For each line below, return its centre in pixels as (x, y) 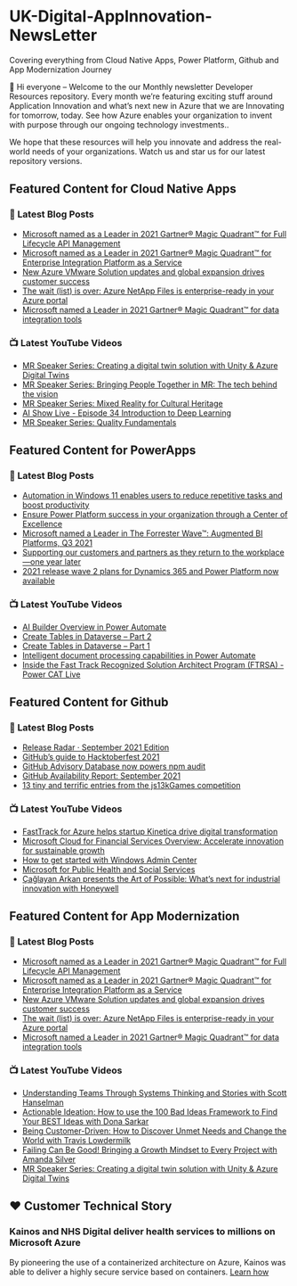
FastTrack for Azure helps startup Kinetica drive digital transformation (150, 831)
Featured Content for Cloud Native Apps (123, 189)
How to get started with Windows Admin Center (109, 860)
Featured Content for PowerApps (103, 451)
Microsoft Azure (45, 1243)
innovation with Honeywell (70, 888)
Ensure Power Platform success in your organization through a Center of (155, 514)
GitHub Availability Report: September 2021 (101, 775)
